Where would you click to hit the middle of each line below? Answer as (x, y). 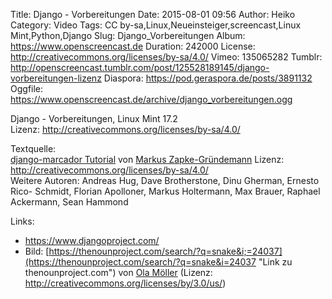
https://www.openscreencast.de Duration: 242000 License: (133, 46)
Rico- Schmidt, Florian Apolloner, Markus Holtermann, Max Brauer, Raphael (165, 191)
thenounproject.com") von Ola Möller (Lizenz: (118, 272)
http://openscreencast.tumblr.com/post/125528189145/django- (140, 67)
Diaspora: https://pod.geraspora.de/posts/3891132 (208, 78)
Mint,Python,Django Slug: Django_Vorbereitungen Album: (128, 35)
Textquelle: (33, 148)
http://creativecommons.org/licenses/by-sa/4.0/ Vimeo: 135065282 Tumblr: (166, 57)
